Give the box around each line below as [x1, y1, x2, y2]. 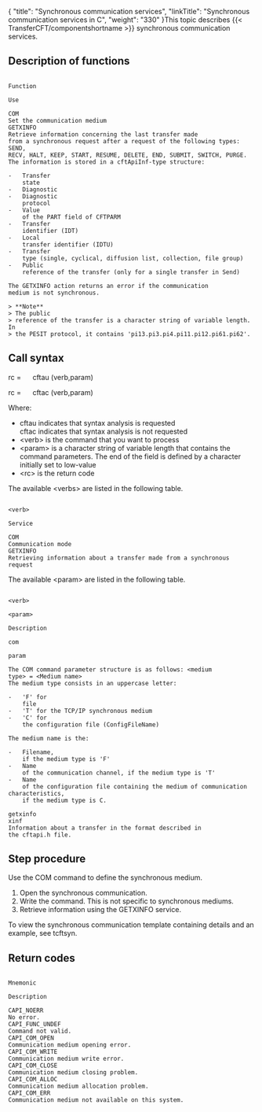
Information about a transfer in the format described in [8, 824, 202, 832]
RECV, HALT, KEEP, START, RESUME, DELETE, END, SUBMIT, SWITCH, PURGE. [8, 151, 247, 159]
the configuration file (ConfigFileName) [22, 720, 159, 729]
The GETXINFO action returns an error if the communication [8, 282, 209, 290]
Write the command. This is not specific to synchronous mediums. [19, 896, 234, 906]
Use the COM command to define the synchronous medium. [8, 873, 202, 882]
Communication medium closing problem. [8, 1069, 139, 1077]
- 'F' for [8, 693, 47, 701]
